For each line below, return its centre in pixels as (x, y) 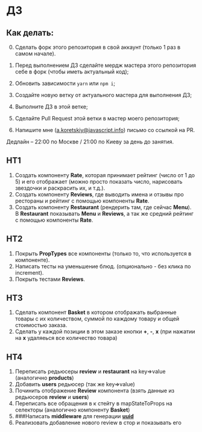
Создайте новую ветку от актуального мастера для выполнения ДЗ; (103, 95)
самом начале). (35, 54)
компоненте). (32, 260)
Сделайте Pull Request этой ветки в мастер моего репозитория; (97, 118)
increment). (29, 272)
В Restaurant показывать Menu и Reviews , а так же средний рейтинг (104, 213)
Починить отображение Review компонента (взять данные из (95, 391)
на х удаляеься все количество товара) (66, 338)
